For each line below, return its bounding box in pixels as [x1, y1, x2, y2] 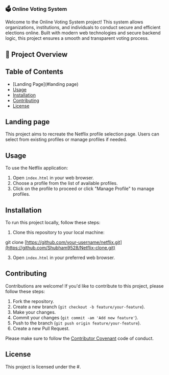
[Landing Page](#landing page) [12, 81, 79, 87]
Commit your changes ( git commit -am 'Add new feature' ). [12, 314, 139, 320]
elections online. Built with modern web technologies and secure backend [5, 30, 161, 36]
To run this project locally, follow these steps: [5, 219, 101, 225]
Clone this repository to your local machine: [12, 229, 105, 235]
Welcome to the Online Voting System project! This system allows [5, 19, 143, 25]
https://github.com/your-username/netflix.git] [26, 239, 123, 245]
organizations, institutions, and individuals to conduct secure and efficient [5, 25, 161, 31]
